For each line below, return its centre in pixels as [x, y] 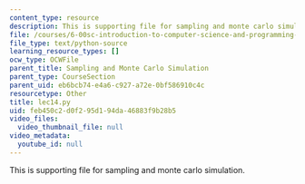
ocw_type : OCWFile [44, 60]
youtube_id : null [50, 144]
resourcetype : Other [49, 93]
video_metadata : [40, 136]
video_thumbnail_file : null [71, 128]
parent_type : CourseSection [63, 77]
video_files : [34, 119]
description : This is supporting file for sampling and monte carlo [142, 26]
